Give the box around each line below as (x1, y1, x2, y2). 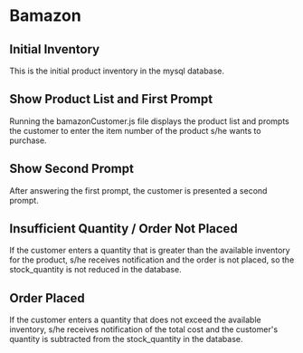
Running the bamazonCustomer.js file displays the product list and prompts (9, 115, 289, 127)
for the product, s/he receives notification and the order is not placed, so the (9, 254, 295, 265)
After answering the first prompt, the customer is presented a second (9, 185, 268, 196)
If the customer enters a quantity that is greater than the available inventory (9, 245, 291, 256)
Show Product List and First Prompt (9, 91, 213, 107)
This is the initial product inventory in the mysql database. (9, 65, 224, 76)
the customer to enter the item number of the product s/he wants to (9, 125, 261, 136)
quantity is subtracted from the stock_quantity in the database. (9, 334, 243, 345)
